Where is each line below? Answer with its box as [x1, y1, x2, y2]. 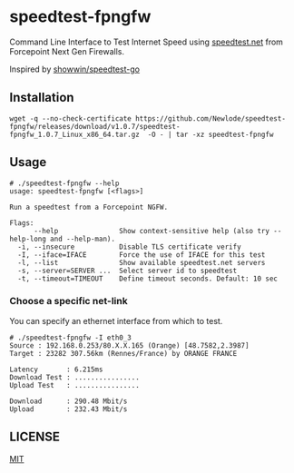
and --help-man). [49, 234, 116, 243]
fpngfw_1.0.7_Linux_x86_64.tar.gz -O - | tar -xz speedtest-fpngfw [9, 130, 274, 139]
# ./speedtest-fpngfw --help [9, 179, 120, 188]
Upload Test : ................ [9, 380, 141, 389]
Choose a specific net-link [9, 295, 129, 308]
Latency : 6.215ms [9, 365, 103, 374]
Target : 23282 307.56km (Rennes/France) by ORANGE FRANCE [9, 349, 238, 358]
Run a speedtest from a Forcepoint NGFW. [9, 202, 169, 212]
